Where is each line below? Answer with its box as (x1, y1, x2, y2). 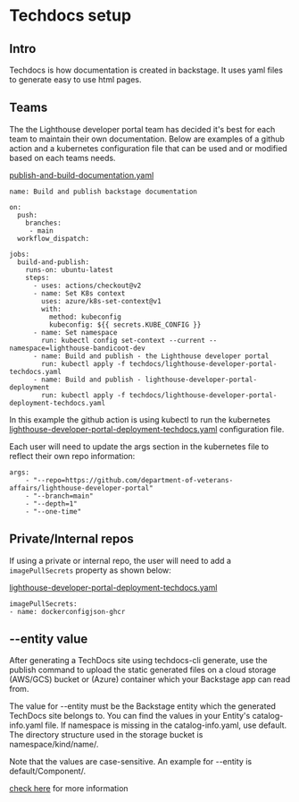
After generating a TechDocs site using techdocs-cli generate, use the (9, 655, 268, 666)
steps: (25, 273, 50, 282)
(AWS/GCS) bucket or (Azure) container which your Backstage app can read (9, 674, 291, 685)
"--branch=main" (32, 491, 94, 500)
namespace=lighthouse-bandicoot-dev (9, 344, 145, 353)
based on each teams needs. (9, 152, 116, 163)
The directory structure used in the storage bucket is (9, 729, 203, 740)
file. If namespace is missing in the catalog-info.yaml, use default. (45, 720, 287, 730)
